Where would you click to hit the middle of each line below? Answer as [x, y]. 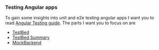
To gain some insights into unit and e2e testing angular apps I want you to [80, 18]
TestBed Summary [31, 37]
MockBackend [27, 43]
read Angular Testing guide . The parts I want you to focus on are [70, 23]
